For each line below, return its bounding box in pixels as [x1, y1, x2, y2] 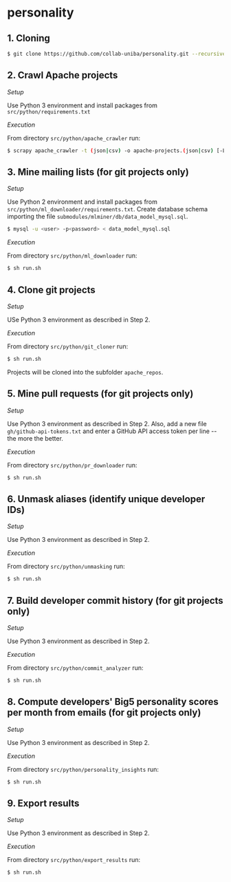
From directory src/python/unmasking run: [7, 563, 125, 571]
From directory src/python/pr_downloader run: [7, 461, 137, 469]
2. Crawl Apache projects [7, 70, 118, 81]
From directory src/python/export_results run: [7, 856, 141, 864]
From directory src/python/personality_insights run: [7, 765, 159, 773]
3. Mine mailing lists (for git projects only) [7, 166, 189, 178]
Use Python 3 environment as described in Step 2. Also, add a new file [7, 419, 208, 428]
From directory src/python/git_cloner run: [7, 342, 129, 350]
